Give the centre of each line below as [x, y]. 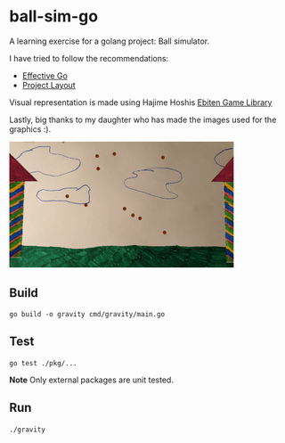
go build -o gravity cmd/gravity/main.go [87, 315]
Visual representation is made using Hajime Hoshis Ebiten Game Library [141, 102]
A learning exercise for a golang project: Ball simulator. [110, 41]
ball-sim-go [54, 16]
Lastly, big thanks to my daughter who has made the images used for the [143, 119]
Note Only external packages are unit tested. [91, 380]
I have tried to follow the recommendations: [89, 58]
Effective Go [45, 75]
